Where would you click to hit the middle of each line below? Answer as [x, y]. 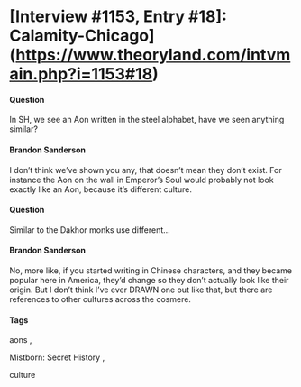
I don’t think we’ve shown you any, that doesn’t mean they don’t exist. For [146, 170]
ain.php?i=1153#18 [81, 74]
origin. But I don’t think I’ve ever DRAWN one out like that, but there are [141, 290]
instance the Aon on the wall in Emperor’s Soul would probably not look [141, 180]
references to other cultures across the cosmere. [100, 299]
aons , [21, 340]
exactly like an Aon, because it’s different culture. [100, 189]
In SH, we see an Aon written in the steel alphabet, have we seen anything [147, 120]
